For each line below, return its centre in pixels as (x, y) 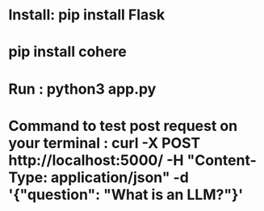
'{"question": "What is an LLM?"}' (126, 194)
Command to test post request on (123, 126)
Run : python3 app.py (82, 89)
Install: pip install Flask (87, 15)
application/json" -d (120, 177)
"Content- (222, 160)
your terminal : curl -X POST (105, 143)
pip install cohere (67, 52)
